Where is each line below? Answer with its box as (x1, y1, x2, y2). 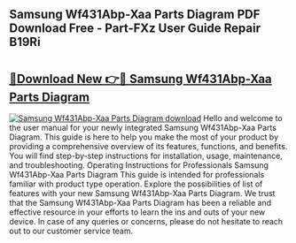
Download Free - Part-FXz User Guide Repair (9, 21, 261, 36)
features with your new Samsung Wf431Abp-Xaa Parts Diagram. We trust (9, 188, 276, 198)
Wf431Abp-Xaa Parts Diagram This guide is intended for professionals (9, 170, 265, 179)
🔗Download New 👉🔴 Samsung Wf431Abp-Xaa (9, 71, 272, 87)
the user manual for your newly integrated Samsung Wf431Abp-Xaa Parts (9, 123, 277, 133)
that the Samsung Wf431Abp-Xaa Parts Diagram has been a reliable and (9, 198, 272, 208)
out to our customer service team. (9, 225, 134, 236)
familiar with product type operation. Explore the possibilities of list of (9, 178, 263, 189)
